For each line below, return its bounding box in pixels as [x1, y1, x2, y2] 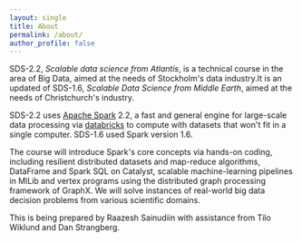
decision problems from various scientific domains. [9, 195, 201, 206]
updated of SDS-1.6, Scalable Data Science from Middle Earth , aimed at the [9, 82, 293, 93]
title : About [9, 22, 59, 31]
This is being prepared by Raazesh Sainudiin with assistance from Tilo [9, 212, 272, 223]
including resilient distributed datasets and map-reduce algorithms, [9, 156, 261, 168]
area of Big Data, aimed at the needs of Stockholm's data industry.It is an [9, 73, 283, 84]
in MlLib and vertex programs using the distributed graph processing [9, 176, 266, 187]
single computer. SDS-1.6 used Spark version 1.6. [9, 129, 193, 140]
